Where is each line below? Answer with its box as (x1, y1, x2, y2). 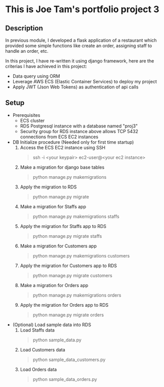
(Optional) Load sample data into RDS (12, 321, 91, 328)
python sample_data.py (32, 337, 82, 343)
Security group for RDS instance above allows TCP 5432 (20, 128, 138, 134)
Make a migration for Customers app (20, 243, 97, 249)
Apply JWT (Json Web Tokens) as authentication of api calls (12, 84, 139, 90)
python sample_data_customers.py (32, 357, 106, 363)
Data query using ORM (12, 73, 60, 79)
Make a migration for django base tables (20, 164, 105, 170)
